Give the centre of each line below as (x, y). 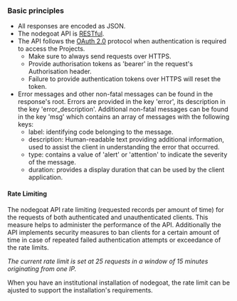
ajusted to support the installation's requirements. (80, 290)
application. (46, 177)
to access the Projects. (51, 49)
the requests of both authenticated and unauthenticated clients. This (108, 217)
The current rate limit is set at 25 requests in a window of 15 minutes (108, 261)
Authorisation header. (60, 72)
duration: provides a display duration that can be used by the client (126, 170)
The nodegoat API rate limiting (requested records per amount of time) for (116, 209)
